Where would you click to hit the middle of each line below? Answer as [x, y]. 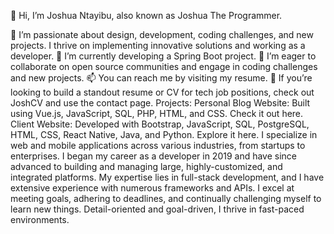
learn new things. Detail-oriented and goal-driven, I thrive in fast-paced [157, 209]
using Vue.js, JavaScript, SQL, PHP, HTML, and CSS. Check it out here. [157, 113]
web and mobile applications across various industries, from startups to [158, 145]
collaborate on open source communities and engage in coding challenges [164, 66]
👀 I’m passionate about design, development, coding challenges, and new [162, 34]
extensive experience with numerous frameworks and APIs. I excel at [152, 188]
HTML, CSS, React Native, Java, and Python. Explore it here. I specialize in [164, 134]
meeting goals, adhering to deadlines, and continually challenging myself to [166, 198]
